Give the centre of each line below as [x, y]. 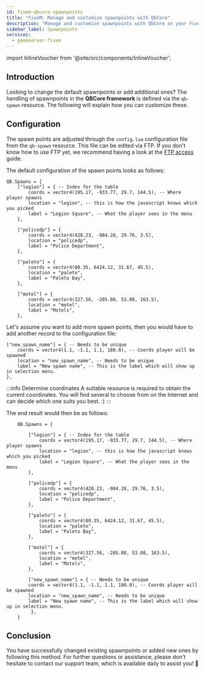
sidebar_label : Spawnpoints [42, 29]
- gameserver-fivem [37, 40]
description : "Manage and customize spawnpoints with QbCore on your [97, 23]
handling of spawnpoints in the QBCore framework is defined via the [93, 98]
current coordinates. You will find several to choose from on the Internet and [102, 394]
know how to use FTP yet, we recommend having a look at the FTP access [100, 152]
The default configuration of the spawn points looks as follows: [86, 170]
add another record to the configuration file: [62, 333]
